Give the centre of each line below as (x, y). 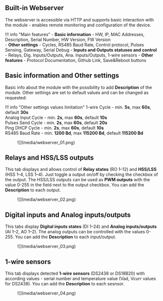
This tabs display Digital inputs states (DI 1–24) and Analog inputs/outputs (81, 226)
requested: (16, 97)
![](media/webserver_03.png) (47, 246)
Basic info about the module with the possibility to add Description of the (79, 87)
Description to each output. (33, 190)
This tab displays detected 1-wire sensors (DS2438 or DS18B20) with (75, 273)
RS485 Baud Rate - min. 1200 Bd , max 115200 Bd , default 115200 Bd (74, 133)
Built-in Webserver (35, 8)
